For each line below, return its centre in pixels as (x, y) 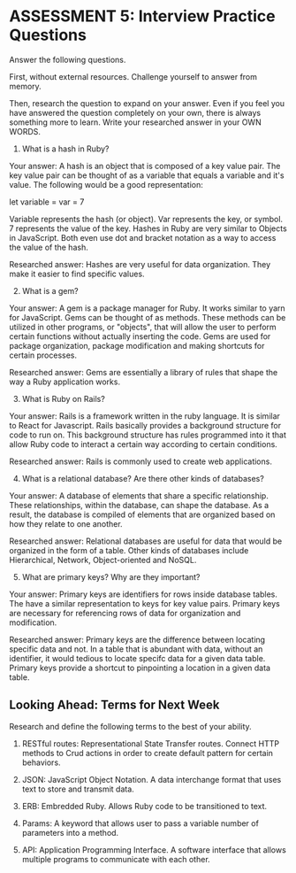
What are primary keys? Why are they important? (111, 576)
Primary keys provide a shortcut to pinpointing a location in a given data (140, 668)
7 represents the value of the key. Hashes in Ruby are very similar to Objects (148, 228)
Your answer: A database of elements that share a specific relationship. (139, 495)
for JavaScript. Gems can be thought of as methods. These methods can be (148, 317)
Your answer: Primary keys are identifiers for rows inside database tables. (144, 594)
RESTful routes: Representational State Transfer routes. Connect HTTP (151, 743)
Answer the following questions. (68, 59)
